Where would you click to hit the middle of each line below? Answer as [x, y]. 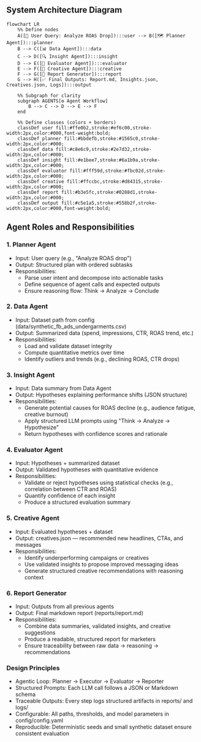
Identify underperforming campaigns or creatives [86, 557]
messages [28, 544]
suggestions [40, 632]
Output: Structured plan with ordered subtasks [74, 265]
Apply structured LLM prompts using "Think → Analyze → [97, 421]
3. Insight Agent [31, 375]
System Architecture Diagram [64, 10]
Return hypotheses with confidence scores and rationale [96, 434]
